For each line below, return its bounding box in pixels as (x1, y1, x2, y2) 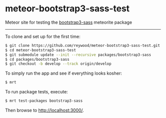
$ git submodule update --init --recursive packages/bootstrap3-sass (5, 52, 152, 57)
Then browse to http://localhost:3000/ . (5, 107, 84, 114)
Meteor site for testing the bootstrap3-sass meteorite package (5, 19, 132, 25)
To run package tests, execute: (5, 89, 68, 95)
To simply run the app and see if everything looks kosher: (5, 70, 122, 77)
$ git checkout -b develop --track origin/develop (5, 61, 112, 67)
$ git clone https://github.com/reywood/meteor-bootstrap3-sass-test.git (5, 43, 161, 48)
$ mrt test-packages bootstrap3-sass (5, 98, 83, 104)
